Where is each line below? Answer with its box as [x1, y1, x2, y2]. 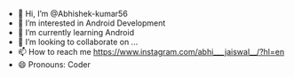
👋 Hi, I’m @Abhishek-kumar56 [17, 9, 129, 19]
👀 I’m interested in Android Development [17, 18, 166, 28]
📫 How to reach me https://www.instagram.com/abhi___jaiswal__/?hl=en [17, 47, 285, 57]
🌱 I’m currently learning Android [17, 27, 135, 37]
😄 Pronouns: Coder [17, 59, 91, 70]
